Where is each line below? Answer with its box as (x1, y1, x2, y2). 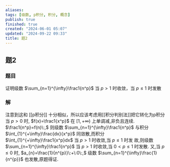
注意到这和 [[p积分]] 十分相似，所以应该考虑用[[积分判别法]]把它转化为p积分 (5, 112, 165, 118)
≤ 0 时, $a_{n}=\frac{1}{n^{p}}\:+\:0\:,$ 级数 (5, 150, 97, 156)
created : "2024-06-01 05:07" (5, 26, 67, 32)
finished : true (5, 21, 38, 27)
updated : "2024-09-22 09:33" (5, 31, 67, 36)
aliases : (5, 7, 24, 13)
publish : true (5, 17, 36, 22)
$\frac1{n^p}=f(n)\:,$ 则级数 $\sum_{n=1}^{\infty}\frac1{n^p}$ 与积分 (5, 124, 149, 130)
